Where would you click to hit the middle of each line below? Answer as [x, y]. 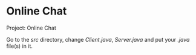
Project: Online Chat [31, 28]
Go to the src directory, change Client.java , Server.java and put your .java [98, 39]
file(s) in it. [20, 46]
